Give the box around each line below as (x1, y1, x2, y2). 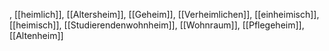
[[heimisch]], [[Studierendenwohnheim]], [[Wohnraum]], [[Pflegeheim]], (9, 19, 305, 31)
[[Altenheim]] (9, 30, 64, 41)
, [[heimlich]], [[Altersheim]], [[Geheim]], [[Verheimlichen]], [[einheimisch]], (9, 9, 320, 20)
